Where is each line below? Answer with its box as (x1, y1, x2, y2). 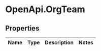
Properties (5, 24, 40, 33)
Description (45, 39, 74, 46)
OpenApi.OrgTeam (5, 4, 85, 15)
